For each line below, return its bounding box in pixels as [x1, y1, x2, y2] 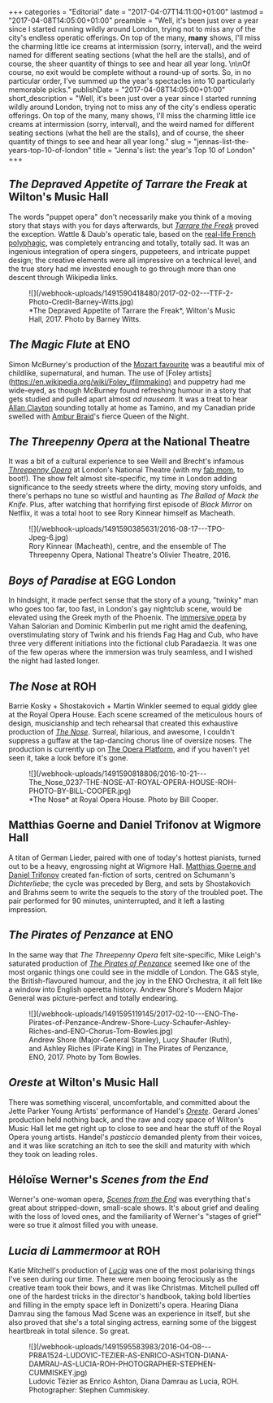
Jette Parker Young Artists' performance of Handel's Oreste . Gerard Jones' [8, 1106, 261, 1116]
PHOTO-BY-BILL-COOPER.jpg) [28, 786, 132, 796]
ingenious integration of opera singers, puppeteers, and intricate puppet [8, 246, 250, 256]
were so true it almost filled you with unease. [8, 1221, 158, 1230]
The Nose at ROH [8, 679, 97, 693]
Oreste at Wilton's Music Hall [8, 1076, 158, 1090]
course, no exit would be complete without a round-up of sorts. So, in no [8, 68, 252, 77]
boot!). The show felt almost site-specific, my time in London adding [8, 474, 237, 484]
